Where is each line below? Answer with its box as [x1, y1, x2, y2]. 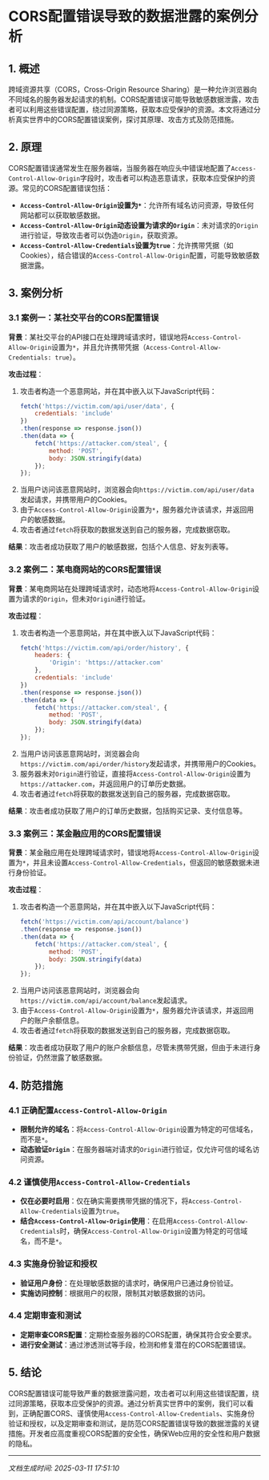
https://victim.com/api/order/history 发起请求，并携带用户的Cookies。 [19, 759, 261, 768]
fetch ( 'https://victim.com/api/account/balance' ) [19, 918, 190, 927]
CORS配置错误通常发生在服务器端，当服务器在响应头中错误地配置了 [8, 163, 231, 172]
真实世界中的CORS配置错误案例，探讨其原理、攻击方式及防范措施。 [14, 115, 239, 124]
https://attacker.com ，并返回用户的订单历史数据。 [19, 779, 191, 789]
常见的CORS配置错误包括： [22, 183, 112, 193]
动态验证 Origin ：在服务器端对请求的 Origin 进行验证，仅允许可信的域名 [19, 1144, 253, 1154]
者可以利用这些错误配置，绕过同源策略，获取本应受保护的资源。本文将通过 [8, 105, 254, 114]
